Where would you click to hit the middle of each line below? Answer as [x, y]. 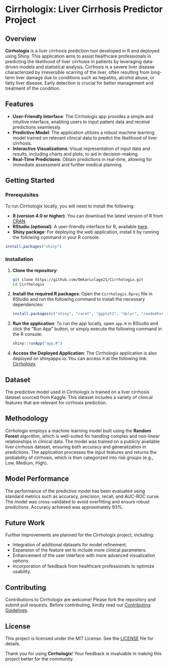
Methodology [27, 418]
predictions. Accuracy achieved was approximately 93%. [64, 507]
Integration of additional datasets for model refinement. [70, 545]
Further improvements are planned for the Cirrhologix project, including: [80, 535]
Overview [21, 39]
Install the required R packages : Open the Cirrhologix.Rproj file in [82, 294]
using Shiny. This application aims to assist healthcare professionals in [78, 56]
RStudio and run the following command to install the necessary [79, 299]
